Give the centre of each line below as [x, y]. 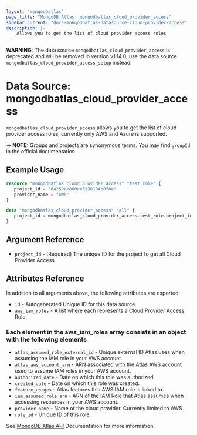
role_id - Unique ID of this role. [53, 414]
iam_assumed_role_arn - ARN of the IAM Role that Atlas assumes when [99, 396]
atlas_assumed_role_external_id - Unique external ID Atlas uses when [99, 352]
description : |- [26, 28]
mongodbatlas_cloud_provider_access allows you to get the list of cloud [91, 128]
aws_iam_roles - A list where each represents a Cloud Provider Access [99, 310]
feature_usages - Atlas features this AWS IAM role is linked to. [89, 389]
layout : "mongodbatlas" [35, 11]
